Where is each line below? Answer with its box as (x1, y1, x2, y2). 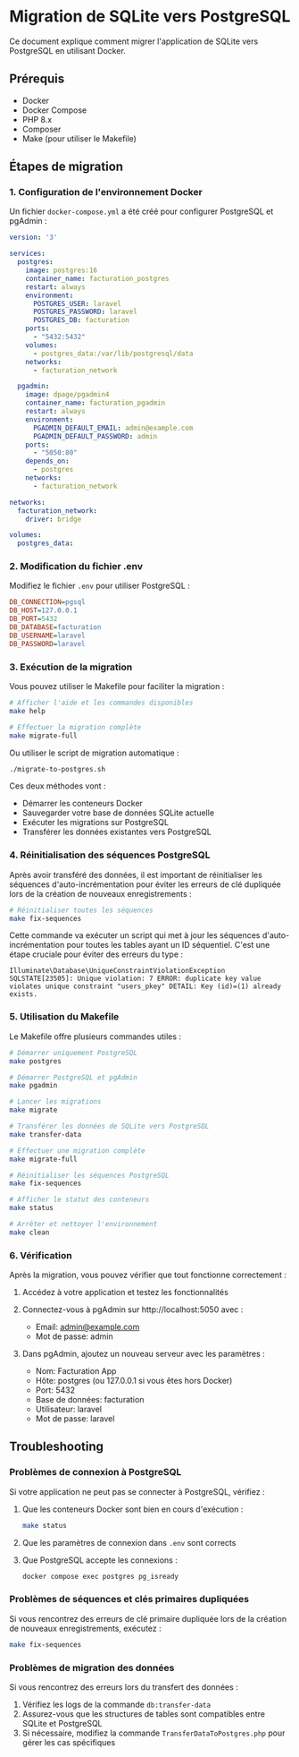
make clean (9, 1228, 50, 1237)
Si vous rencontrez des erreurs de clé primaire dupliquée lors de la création (9, 1613, 287, 1624)
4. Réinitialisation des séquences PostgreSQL (9, 849, 211, 861)
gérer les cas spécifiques (21, 1736, 116, 1747)
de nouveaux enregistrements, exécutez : (9, 1623, 162, 1633)
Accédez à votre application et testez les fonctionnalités (21, 1287, 229, 1298)
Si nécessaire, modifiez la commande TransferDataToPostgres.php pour (21, 1727, 286, 1738)
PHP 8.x (21, 114, 53, 124)
